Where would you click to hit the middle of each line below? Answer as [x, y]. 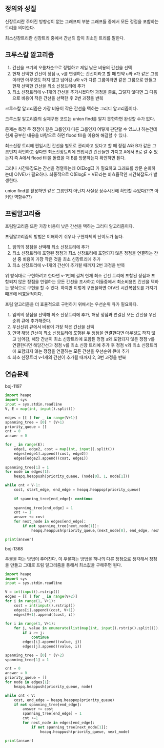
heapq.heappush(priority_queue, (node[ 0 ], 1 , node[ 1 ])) [72, 476]
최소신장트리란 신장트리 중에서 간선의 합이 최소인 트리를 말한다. [65, 38]
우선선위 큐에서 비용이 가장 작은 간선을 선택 [53, 327]
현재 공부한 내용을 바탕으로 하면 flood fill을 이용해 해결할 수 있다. [66, 135]
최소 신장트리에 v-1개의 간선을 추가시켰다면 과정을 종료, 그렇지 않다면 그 [80, 92]
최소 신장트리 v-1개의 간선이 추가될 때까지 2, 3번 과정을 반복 [69, 357]
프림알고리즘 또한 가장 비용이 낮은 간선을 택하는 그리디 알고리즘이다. [70, 226]
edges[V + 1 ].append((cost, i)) [45, 615]
